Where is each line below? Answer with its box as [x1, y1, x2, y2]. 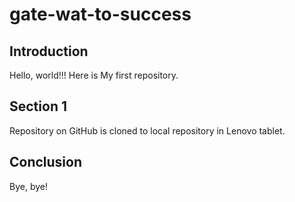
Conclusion [9, 154, 83, 171]
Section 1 [9, 98, 67, 115]
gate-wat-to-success [9, 3, 192, 26]
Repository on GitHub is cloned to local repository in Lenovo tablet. [9, 124, 286, 137]
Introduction [9, 43, 89, 60]
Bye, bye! [9, 180, 48, 192]
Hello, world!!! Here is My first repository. [9, 69, 179, 81]
